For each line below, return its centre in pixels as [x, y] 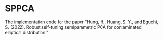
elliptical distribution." [27, 32]
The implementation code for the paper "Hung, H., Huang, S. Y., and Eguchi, [82, 22]
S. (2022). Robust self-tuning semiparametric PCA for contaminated [73, 27]
